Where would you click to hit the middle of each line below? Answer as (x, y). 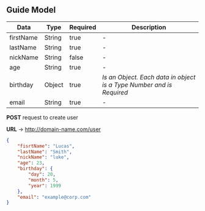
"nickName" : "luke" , (43, 157)
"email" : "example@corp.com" (54, 197)
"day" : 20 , (42, 174)
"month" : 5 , (44, 180)
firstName (23, 37)
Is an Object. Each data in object (149, 77)
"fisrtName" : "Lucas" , (46, 146)
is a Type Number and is (137, 85)
